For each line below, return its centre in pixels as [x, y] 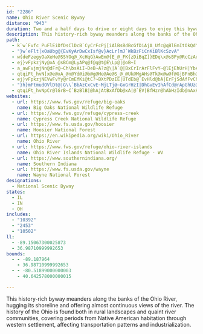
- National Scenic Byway [43, 186]
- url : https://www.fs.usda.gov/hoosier [63, 125]
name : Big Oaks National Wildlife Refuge [70, 107]
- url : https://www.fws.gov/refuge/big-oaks [69, 102]
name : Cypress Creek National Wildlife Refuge [77, 119]
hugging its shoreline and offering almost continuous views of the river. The [100, 305]
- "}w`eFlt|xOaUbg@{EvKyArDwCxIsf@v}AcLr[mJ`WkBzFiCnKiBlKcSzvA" [96, 51]
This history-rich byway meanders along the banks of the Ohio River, [92, 299]
